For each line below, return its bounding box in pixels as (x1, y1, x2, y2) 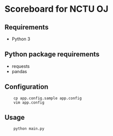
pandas (11, 68, 28, 74)
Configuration (4, 82, 49, 91)
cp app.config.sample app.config (13, 96, 82, 101)
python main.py (13, 126, 45, 131)
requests (11, 63, 30, 69)
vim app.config (13, 100, 45, 105)
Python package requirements (4, 50, 100, 58)
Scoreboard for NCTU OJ (4, 3, 109, 15)
